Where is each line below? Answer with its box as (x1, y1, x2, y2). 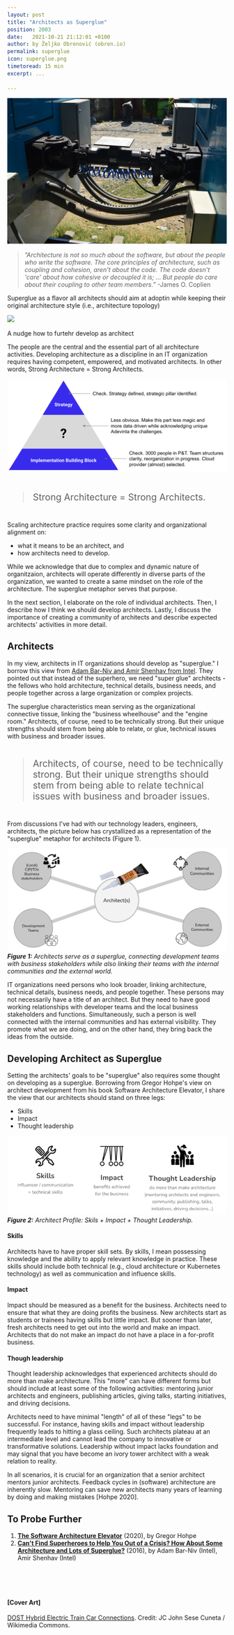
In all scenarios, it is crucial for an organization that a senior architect (7, 1470, 205, 1479)
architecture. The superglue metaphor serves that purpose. (7, 585, 178, 593)
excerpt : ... (7, 70, 45, 77)
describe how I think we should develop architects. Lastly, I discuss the (7, 605, 211, 614)
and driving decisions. (7, 1399, 71, 1408)
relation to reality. (7, 1457, 57, 1466)
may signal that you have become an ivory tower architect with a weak (7, 1449, 210, 1458)
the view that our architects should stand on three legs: (7, 1094, 166, 1102)
